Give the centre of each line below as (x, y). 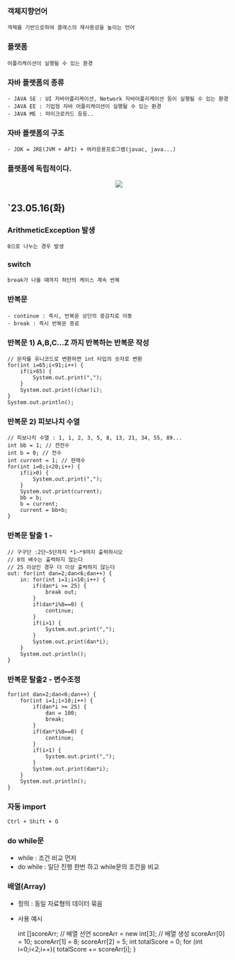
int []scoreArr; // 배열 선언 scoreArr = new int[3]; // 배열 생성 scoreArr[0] (121, 933)
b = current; (39, 504)
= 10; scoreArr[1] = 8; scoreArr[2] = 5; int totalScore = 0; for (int (110, 942)
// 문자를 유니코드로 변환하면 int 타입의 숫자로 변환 (75, 359)
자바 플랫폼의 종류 (36, 82)
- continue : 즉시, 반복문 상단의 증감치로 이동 (70, 316)
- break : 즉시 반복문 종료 (44, 323)
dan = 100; (61, 713)
